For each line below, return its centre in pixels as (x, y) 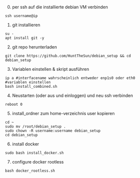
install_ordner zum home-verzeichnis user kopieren (63, 113)
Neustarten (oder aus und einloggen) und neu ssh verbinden (72, 96)
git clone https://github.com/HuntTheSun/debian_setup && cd (68, 56)
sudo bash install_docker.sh (34, 153)
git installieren (26, 25)
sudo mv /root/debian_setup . (36, 127)
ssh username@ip (21, 16)
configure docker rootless (38, 162)
